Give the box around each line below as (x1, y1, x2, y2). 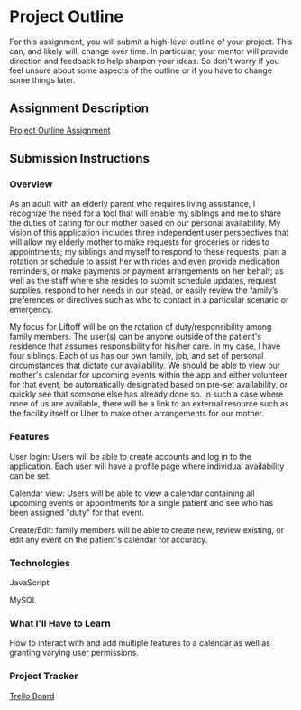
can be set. (9, 470, 51, 481)
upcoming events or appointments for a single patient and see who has (9, 497, 273, 508)
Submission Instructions (9, 151, 150, 166)
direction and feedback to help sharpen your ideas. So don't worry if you (9, 55, 279, 66)
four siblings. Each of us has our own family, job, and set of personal (9, 350, 264, 361)
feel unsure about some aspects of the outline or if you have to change (9, 65, 273, 76)
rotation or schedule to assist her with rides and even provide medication (9, 256, 281, 267)
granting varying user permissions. (9, 648, 140, 659)
